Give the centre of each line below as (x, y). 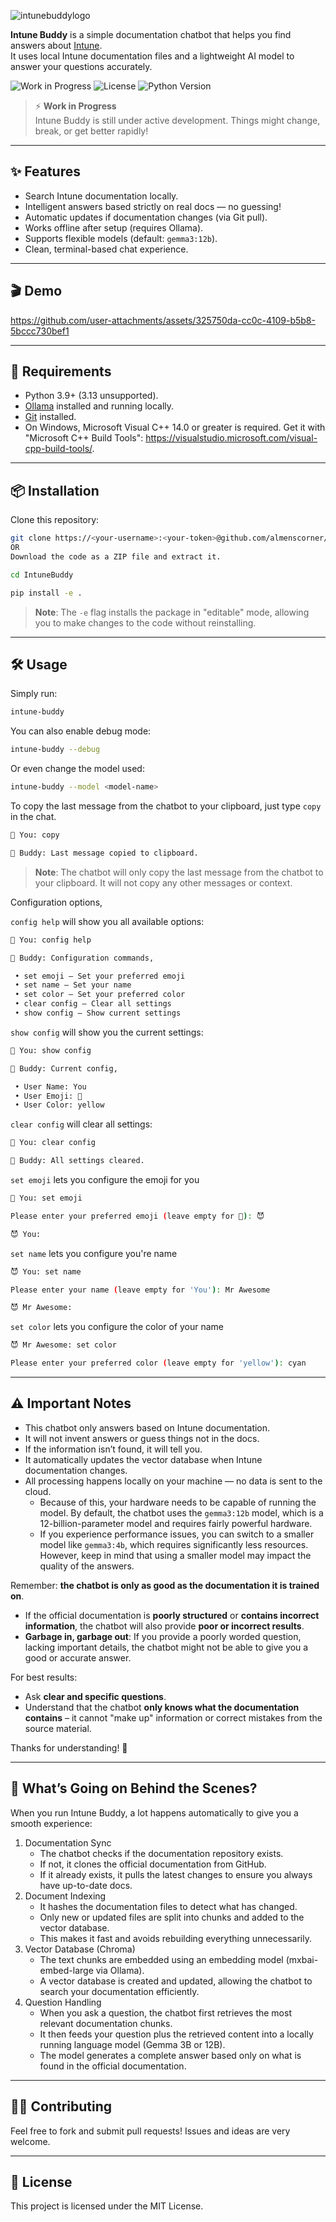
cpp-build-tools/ (58, 449)
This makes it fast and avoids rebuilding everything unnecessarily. (175, 1938)
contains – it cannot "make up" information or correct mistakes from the (173, 1717)
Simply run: (34, 694)
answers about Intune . (56, 45)
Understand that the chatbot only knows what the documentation (162, 1707)
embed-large (66, 1970)
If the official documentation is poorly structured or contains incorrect (172, 1615)
